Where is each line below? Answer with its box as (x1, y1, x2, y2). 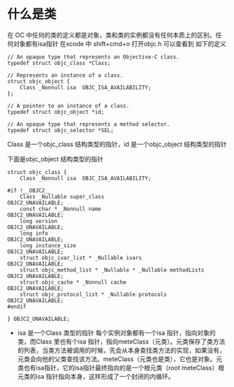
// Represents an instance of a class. (7, 71, 124, 79)
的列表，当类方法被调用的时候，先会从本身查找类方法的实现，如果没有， (17, 346, 226, 354)
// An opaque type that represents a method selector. (7, 120, 170, 128)
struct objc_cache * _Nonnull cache (20, 279, 127, 286)
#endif (7, 303, 27, 310)
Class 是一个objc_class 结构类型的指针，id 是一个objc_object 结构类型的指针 (7, 140, 227, 148)
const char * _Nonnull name (20, 205, 101, 212)
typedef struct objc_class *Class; (7, 59, 111, 66)
